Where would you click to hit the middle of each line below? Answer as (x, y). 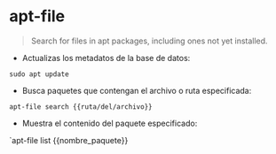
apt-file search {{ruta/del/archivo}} (81, 107)
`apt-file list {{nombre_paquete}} (69, 140)
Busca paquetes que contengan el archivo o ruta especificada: (137, 90)
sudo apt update (39, 74)
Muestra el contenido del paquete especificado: (110, 123)
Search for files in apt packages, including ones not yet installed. (149, 41)
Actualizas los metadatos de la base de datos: (106, 58)
